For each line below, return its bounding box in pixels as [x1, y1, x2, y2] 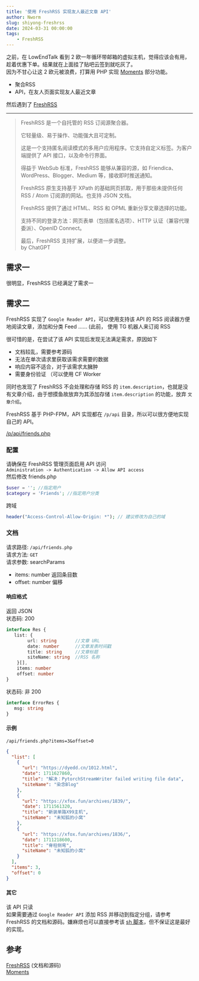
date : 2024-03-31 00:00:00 [6, 25, 73, 31]
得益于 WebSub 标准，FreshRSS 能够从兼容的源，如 [20, 165, 147, 171]
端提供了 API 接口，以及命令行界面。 [20, 152, 111, 159]
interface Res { [6, 627, 46, 633]
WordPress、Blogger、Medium [20, 172, 97, 179]
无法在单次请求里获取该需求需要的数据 [14, 355, 108, 362]
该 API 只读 [6, 903, 34, 910]
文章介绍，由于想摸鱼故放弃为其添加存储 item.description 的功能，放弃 [11, 390, 187, 398]
